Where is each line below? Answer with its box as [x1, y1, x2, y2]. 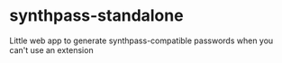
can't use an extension [9, 44, 94, 55]
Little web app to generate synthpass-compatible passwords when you [9, 35, 274, 46]
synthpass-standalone [9, 5, 184, 26]
